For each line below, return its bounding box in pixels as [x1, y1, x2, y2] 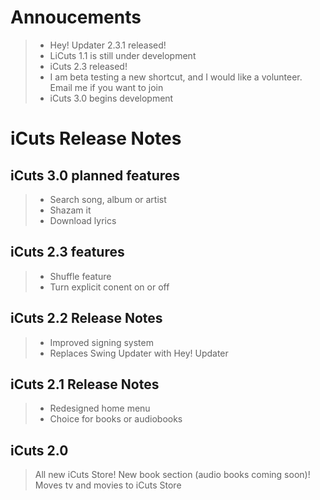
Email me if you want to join [49, 81, 164, 93]
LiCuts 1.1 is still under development [49, 49, 197, 61]
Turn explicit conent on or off [49, 281, 170, 293]
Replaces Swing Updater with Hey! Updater [49, 347, 229, 359]
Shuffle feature [49, 270, 112, 282]
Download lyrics [49, 214, 117, 226]
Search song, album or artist [49, 193, 167, 205]
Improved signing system [49, 336, 154, 348]
